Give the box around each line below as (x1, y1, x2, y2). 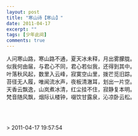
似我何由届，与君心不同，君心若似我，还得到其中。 (6, 62, 136, 70)
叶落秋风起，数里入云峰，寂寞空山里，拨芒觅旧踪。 (6, 70, 136, 77)
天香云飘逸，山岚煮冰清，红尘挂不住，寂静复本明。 (6, 86, 136, 93)
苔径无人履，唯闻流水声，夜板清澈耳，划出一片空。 (6, 78, 136, 85)
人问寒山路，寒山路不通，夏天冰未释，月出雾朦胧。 (6, 55, 136, 62)
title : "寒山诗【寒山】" (6, 15, 63, 21)
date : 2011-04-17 (6, 20, 51, 26)
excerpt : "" (6, 26, 37, 32)
